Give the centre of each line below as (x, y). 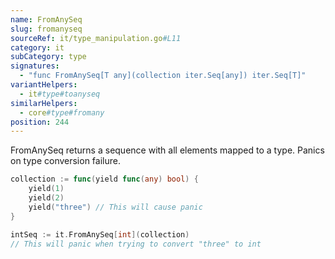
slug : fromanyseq (46, 29)
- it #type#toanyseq (60, 94)
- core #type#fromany (62, 112)
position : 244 (40, 122)
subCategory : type (48, 57)
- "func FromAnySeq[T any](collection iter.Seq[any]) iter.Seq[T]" (163, 76)
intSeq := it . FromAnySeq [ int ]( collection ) (100, 234)
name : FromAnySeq (46, 19)
